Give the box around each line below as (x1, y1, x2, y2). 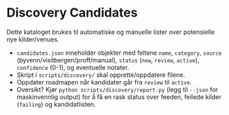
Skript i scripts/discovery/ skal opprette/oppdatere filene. (16, 71, 186, 79)
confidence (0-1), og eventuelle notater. (16, 63, 129, 71)
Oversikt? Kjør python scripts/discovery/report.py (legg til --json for (16, 85, 219, 94)
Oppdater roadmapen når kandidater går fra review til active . (16, 78, 192, 86)
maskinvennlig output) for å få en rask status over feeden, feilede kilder (16, 92, 222, 101)
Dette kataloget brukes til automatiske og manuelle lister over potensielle (6, 28, 215, 36)
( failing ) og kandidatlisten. (16, 100, 96, 108)
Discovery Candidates (6, 5, 138, 21)
